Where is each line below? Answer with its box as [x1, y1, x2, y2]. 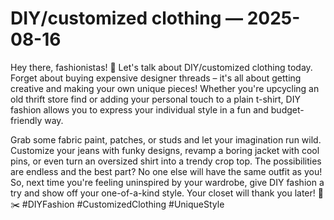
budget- [270, 103, 305, 116]
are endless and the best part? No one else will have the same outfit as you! [10, 165, 323, 177]
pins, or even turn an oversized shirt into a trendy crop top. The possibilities [10, 155, 322, 167]
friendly [10, 114, 43, 126]
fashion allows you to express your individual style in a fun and [10, 103, 269, 116]
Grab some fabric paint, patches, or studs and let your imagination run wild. [10, 133, 322, 146]
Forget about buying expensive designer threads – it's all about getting [10, 72, 302, 84]
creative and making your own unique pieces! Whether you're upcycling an [10, 82, 320, 94]
